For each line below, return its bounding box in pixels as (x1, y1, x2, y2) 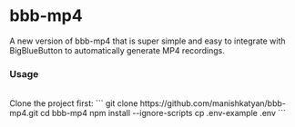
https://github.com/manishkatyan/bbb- (139, 98, 287, 109)
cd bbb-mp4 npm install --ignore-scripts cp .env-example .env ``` (39, 108, 287, 119)
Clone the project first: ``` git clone (9, 98, 138, 109)
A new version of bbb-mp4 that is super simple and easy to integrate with (9, 35, 286, 46)
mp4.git (9, 108, 38, 119)
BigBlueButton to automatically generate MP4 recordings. (9, 44, 225, 55)
